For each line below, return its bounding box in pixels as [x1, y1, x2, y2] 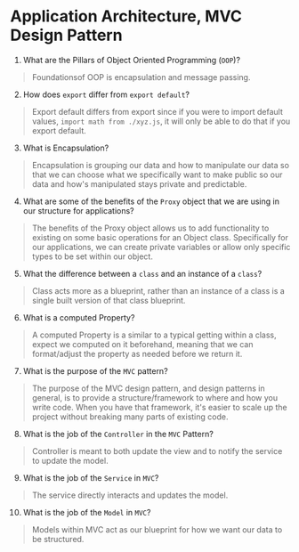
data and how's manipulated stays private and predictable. [31, 178, 247, 189]
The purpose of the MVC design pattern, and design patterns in [31, 383, 265, 394]
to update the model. [31, 455, 109, 466]
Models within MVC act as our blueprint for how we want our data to [31, 524, 283, 535]
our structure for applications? [22, 205, 134, 215]
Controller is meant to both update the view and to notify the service [31, 445, 283, 456]
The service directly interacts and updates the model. [31, 490, 229, 500]
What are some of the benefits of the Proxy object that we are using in [22, 196, 279, 207]
